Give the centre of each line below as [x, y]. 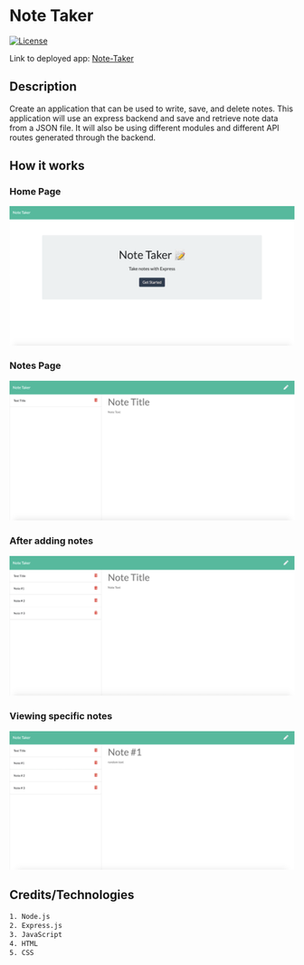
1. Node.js [30, 917]
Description [43, 87]
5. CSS [22, 953]
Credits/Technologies [72, 895]
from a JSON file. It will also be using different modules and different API [144, 128]
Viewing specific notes [61, 716]
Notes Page [35, 365]
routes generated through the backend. [83, 137]
